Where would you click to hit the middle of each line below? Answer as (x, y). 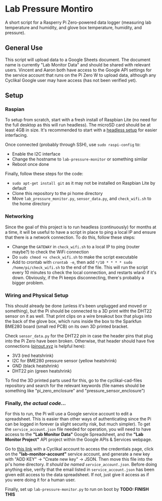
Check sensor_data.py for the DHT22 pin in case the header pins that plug (79, 336)
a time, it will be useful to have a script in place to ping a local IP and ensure (81, 232)
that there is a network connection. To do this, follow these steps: (70, 237)
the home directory (31, 204)
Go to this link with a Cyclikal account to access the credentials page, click (79, 449)
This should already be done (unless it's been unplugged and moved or (76, 306)
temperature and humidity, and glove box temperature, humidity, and (74, 27)
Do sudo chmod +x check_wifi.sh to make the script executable (75, 257)
